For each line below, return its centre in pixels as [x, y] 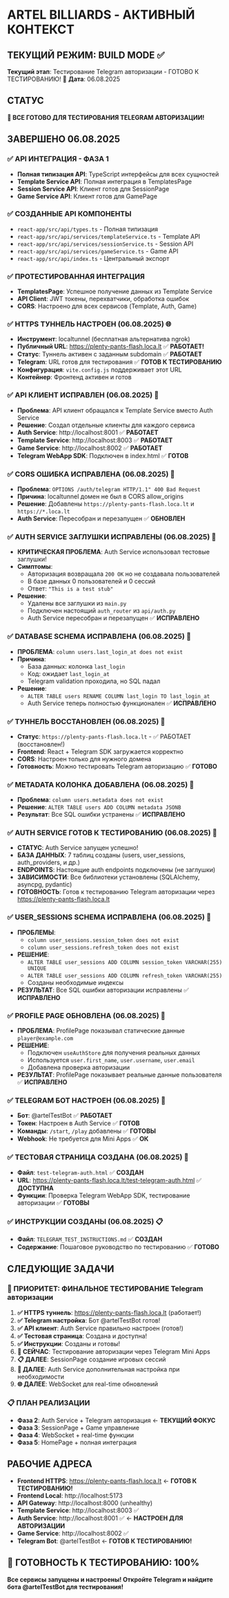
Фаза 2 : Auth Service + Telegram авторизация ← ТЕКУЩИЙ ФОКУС [116, 1420]
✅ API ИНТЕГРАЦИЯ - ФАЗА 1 [58, 159]
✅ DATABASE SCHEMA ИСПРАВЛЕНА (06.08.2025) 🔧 [99, 637]
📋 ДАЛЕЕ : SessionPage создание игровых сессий [91, 1359]
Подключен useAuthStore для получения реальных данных [114, 1053]
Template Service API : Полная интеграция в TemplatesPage [104, 181]
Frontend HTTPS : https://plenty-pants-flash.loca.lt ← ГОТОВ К [107, 1480]
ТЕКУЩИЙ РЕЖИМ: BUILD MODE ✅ [86, 55]
